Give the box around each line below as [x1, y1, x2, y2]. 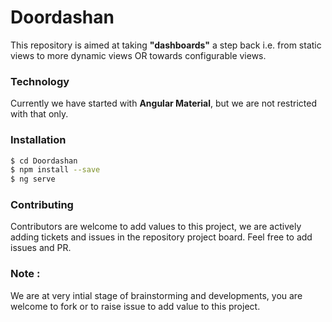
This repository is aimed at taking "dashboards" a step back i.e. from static [10, 39, 322, 51]
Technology [10, 74, 70, 88]
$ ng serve [10, 174, 56, 185]
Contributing [10, 198, 74, 212]
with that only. [10, 108, 69, 120]
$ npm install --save [10, 165, 101, 175]
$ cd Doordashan [10, 156, 78, 166]
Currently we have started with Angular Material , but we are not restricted [10, 97, 318, 110]
